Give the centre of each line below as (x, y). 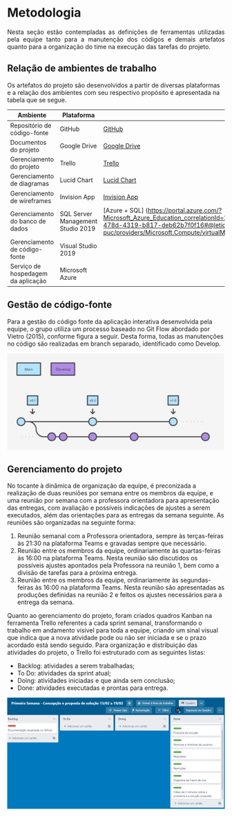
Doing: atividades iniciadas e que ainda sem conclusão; (96, 681)
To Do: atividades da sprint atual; (64, 673)
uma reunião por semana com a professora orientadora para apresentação (113, 501)
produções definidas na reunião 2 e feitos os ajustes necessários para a (119, 595)
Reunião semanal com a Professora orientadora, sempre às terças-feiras (120, 536)
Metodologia (44, 13)
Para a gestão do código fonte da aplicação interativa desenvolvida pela (110, 321)
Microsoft (74, 270)
